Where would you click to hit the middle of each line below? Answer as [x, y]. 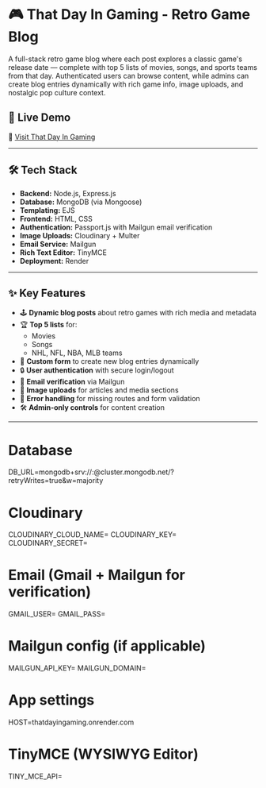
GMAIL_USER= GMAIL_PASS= [57, 614]
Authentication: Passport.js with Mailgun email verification [116, 227]
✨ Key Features [47, 293]
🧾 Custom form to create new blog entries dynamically [109, 361]
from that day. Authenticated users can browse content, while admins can [129, 75]
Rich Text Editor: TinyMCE [63, 252]
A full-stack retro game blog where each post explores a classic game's [125, 59]
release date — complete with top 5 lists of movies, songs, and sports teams [133, 67]
